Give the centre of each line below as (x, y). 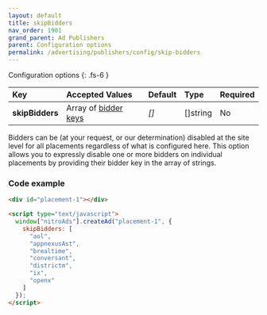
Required (237, 94)
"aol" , (40, 236)
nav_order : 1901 (35, 30)
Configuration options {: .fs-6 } (59, 75)
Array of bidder (95, 108)
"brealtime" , (51, 251)
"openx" (42, 281)
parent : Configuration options (60, 45)
